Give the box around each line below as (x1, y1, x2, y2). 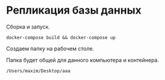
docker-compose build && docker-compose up (6, 34, 116, 40)
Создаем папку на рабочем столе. (6, 45, 94, 52)
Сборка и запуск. (6, 23, 51, 30)
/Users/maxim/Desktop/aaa (6, 68, 70, 74)
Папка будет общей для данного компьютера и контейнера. (6, 56, 159, 63)
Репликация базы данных (6, 4, 142, 17)
